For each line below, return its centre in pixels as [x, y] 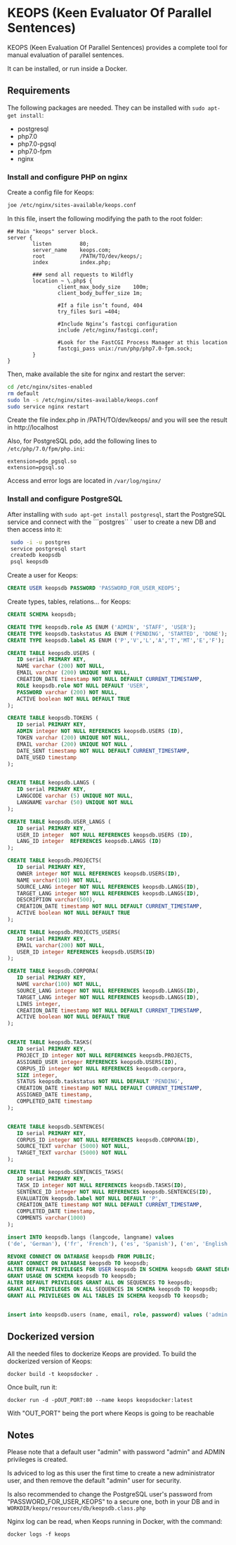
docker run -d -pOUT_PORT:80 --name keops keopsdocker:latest [100, 1400]
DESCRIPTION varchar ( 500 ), [56, 900]
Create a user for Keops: [43, 575]
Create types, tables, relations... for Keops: [69, 602]
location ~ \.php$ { [63, 281]
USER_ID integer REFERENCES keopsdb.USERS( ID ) [86, 952]
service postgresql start [48, 549]
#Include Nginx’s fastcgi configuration [117, 324]
